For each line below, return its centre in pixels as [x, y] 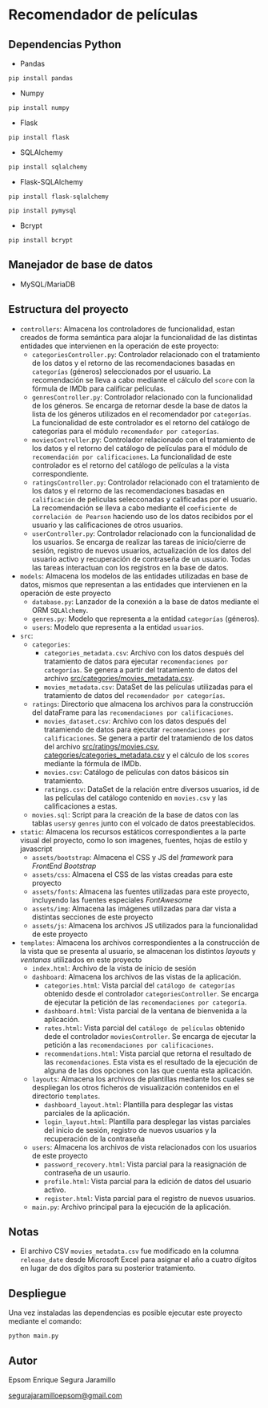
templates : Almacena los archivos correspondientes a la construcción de [140, 942]
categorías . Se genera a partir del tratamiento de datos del [140, 670]
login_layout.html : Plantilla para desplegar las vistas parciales [147, 1122]
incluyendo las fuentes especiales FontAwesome [112, 899]
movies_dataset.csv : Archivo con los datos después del [135, 720]
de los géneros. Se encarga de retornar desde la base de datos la [140, 405]
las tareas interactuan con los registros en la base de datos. [130, 567]
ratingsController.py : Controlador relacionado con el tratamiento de [146, 482]
